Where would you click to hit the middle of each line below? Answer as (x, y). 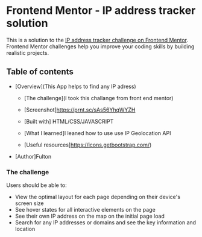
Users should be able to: (37, 185)
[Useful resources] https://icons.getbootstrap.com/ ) (88, 145)
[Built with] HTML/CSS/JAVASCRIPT (69, 121)
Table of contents (40, 72)
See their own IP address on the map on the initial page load (90, 216)
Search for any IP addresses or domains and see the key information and (106, 223)
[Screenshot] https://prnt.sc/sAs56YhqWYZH (80, 110)
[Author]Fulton (33, 156)
